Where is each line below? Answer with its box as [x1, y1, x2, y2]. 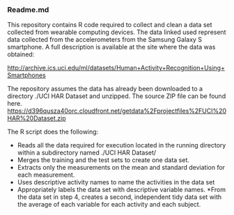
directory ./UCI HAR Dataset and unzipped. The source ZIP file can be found [7, 92, 226, 100]
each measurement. [17, 170, 75, 179]
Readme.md [7, 5, 49, 15]
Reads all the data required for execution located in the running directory [17, 141, 226, 150]
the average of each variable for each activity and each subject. [17, 200, 201, 209]
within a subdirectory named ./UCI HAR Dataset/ [17, 148, 157, 157]
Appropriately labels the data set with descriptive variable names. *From [17, 186, 226, 194]
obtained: [7, 50, 35, 58]
